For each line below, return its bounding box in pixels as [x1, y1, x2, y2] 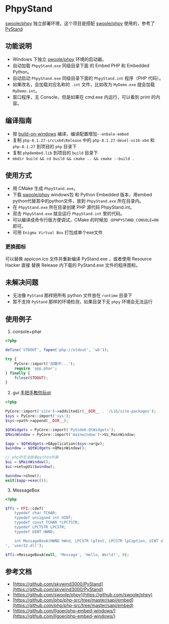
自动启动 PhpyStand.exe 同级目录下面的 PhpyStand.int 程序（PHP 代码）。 [12, 75, 163, 81]
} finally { [5, 371, 30, 376]
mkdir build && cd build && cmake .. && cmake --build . [12, 156, 135, 161]
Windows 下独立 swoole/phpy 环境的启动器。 [12, 56, 107, 62]
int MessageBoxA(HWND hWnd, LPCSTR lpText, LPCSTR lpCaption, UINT [14, 538, 158, 543]
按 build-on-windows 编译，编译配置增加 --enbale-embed [12, 130, 129, 136]
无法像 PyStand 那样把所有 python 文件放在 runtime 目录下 [12, 293, 132, 299]
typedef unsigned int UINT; [14, 515, 73, 520]
